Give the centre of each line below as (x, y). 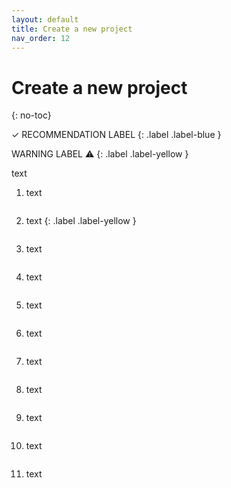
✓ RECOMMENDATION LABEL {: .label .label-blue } (116, 135)
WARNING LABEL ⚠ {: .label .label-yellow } (100, 154)
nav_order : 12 (41, 38)
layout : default (45, 19)
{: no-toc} (31, 115)
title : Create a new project (72, 29)
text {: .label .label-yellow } (81, 221)
